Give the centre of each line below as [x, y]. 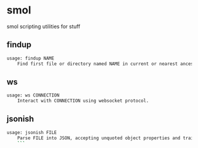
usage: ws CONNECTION [33, 95]
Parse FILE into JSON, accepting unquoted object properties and [99, 138]
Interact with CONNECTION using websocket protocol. [83, 101]
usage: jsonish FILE [32, 132]
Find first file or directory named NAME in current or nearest [98, 64]
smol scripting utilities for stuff [43, 26]
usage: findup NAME [31, 58]
